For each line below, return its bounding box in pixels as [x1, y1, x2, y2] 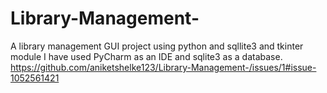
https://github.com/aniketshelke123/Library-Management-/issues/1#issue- [10, 61, 317, 73]
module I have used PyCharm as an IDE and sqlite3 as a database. [10, 50, 283, 62]
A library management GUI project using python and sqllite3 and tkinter [10, 40, 304, 52]
